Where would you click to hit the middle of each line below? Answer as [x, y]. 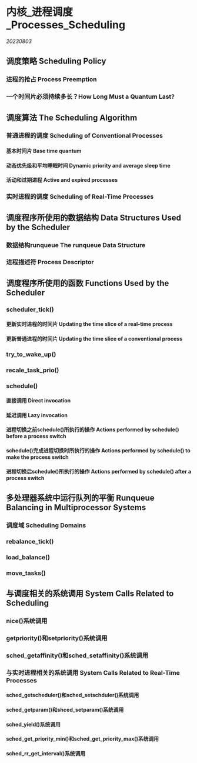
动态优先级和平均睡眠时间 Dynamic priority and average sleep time [88, 165]
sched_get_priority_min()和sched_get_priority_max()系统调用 [82, 739]
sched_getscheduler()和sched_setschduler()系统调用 [73, 695]
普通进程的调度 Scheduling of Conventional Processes [85, 136]
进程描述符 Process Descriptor [50, 262]
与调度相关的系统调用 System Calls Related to [90, 594]
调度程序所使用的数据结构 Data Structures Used [94, 217]
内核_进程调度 [40, 12]
